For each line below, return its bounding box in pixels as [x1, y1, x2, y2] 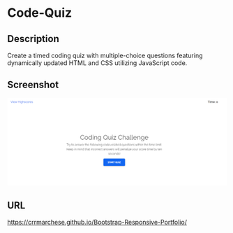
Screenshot [7, 79, 59, 91]
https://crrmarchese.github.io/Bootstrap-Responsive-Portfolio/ [7, 218, 187, 226]
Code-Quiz [7, 5, 73, 21]
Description [7, 33, 59, 45]
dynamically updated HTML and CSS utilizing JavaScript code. [7, 59, 188, 67]
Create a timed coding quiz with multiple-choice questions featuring [7, 51, 204, 59]
